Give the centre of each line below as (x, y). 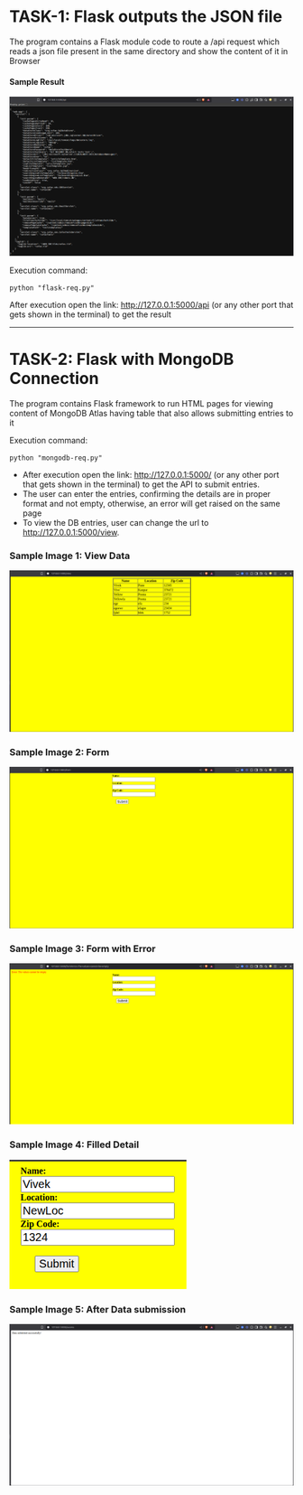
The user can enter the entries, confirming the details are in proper (147, 493)
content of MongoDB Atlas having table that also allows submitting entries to (151, 413)
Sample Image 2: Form (60, 752)
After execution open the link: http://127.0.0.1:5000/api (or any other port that (151, 304)
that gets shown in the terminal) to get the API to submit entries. (141, 484)
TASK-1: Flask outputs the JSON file (146, 17)
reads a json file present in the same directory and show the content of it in (149, 51)
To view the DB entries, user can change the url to (115, 522)
